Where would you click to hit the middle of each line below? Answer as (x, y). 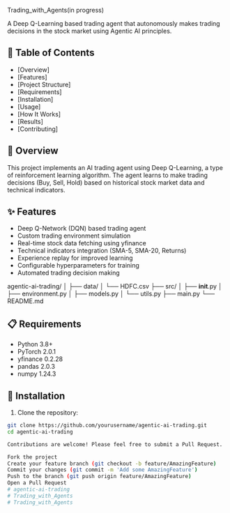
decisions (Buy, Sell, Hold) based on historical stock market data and (106, 182)
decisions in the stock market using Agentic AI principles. (90, 31)
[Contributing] (37, 129)
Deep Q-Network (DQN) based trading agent (82, 229)
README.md (25, 301)
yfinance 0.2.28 (40, 359)
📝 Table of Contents (51, 53)
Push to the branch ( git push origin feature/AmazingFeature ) (99, 477)
